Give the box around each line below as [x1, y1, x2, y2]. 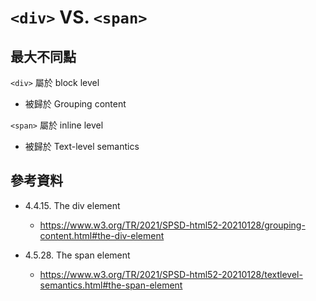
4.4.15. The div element [24, 199, 121, 211]
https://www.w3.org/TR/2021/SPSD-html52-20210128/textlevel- [39, 268, 303, 280]
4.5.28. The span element [24, 249, 131, 261]
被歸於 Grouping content [24, 98, 127, 110]
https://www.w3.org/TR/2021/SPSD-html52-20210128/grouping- [39, 219, 306, 231]
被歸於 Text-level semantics [24, 141, 140, 152]
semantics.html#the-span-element [39, 279, 183, 291]
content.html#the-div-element [39, 229, 165, 241]
